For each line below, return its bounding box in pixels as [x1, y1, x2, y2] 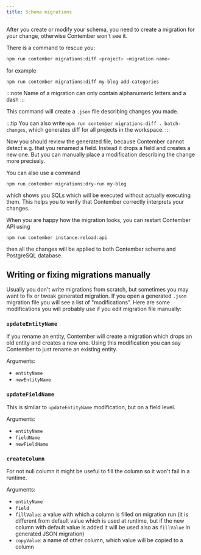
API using [6, 223, 30, 231]
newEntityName [15, 377, 51, 383]
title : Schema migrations [6, 9, 72, 15]
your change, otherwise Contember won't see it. [6, 32, 128, 40]
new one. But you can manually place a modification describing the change [6, 151, 196, 159]
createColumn [6, 455, 45, 462]
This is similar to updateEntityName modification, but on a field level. [6, 403, 175, 410]
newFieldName [15, 441, 49, 447]
